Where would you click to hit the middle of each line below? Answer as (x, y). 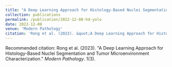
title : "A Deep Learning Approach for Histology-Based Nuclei (73, 10)
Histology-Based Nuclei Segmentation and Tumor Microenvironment (77, 53)
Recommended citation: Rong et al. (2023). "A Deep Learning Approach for (84, 48)
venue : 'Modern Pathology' (34, 29)
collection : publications (33, 15)
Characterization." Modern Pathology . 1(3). (50, 59)
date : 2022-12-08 (24, 24)
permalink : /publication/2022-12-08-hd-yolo (53, 19)
